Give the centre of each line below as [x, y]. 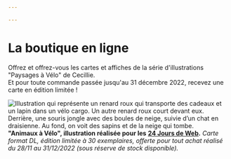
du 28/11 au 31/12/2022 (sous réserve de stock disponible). [93, 148]
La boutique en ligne [68, 48]
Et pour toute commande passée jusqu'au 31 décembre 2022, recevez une [116, 82]
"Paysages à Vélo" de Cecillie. [52, 75]
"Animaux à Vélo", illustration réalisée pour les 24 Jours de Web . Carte [113, 133]
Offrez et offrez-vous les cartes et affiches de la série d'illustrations [106, 67]
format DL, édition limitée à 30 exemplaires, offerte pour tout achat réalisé [115, 140]
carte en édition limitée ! [43, 90]
